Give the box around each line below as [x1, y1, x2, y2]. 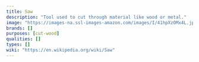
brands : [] [6, 25, 33, 31]
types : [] [6, 42, 31, 48]
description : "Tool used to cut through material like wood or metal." [6, 14, 187, 20]
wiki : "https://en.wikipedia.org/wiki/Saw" [6, 47, 115, 53]
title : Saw [6, 8, 33, 15]
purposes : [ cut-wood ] [6, 31, 60, 37]
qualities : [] [6, 36, 41, 42]
